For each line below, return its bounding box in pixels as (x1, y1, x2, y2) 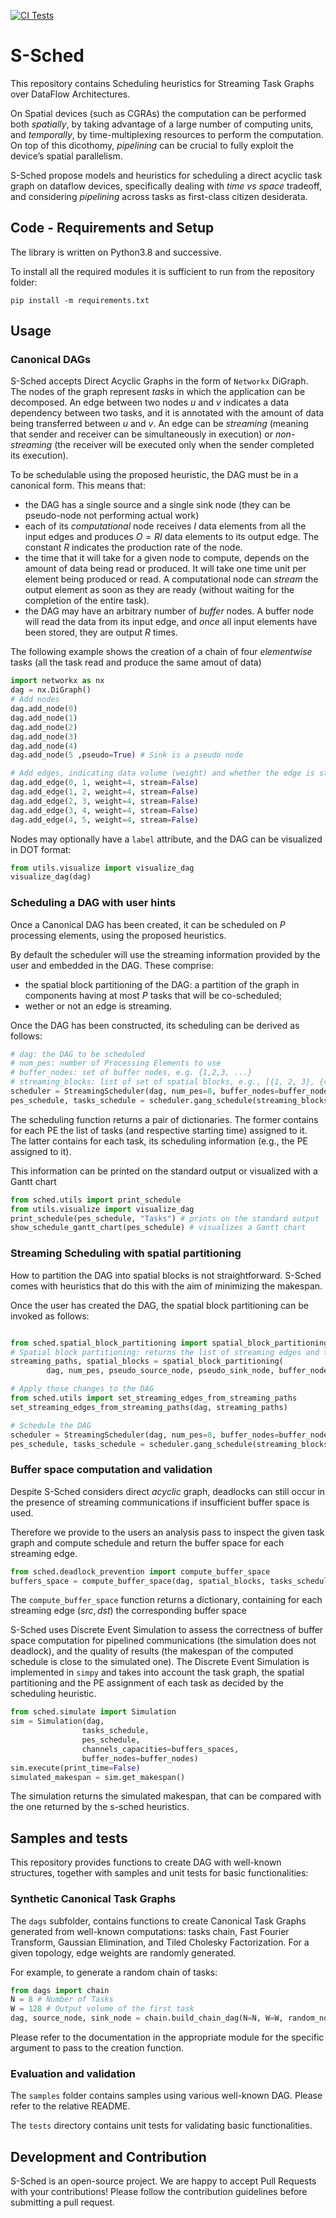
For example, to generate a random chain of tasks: (10, 1966, 218, 1978)
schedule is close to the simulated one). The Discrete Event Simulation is (10, 1656, 310, 1668)
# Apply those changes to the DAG (10, 1384, 155, 1394)
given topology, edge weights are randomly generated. (10, 1946, 237, 1959)
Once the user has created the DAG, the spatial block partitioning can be (10, 1299, 309, 1311)
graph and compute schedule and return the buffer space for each (10, 1536, 285, 1549)
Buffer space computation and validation (10, 1463, 213, 1477)
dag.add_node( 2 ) (10, 722, 78, 732)
